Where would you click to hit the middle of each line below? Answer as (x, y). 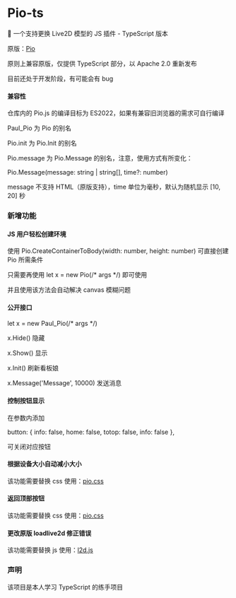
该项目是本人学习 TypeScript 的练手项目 (65, 587)
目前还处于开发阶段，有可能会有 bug (60, 78)
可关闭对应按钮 (29, 446)
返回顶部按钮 (26, 498)
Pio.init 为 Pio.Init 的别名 (42, 143)
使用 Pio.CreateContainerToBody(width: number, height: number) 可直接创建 (118, 251)
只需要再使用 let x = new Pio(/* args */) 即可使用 (77, 275)
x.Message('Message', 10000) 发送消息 (65, 383)
